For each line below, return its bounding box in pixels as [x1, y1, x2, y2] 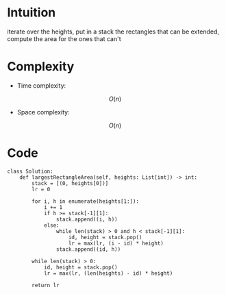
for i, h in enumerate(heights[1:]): [32, 197, 139, 205]
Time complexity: [16, 81, 66, 90]
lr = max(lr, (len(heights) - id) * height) [43, 269, 173, 277]
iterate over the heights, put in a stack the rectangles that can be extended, [7, 27, 219, 36]
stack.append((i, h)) [55, 216, 118, 223]
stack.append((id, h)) [55, 245, 121, 253]
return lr [32, 282, 60, 289]
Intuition [7, 5, 56, 21]
